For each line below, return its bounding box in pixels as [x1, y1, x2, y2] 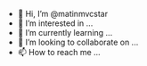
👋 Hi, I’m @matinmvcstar [17, 9, 109, 19]
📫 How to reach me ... [17, 47, 101, 57]
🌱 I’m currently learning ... [17, 28, 113, 37]
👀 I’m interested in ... [17, 18, 94, 29]
